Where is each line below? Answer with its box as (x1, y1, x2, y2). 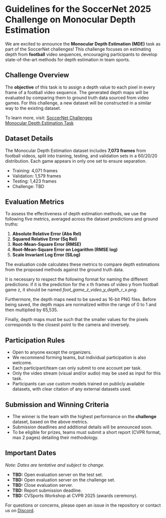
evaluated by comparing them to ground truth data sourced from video (5, 94, 149, 100)
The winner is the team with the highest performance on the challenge (12, 414, 157, 419)
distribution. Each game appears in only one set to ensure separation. (5, 158, 147, 164)
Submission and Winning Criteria (5, 400, 109, 409)
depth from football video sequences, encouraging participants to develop (5, 51, 158, 57)
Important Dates (5, 449, 56, 457)
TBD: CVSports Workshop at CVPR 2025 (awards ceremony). (12, 492, 138, 498)
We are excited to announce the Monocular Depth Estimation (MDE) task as (5, 41, 161, 47)
